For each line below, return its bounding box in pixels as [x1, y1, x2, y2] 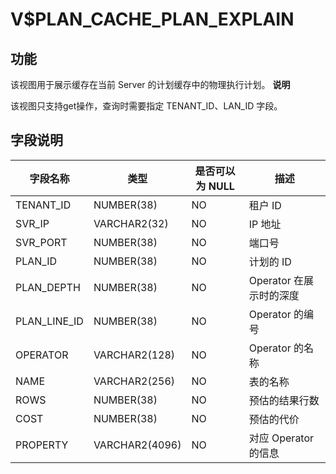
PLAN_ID [15, 254, 58, 268]
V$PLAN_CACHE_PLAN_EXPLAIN [10, 8, 295, 31]
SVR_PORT [15, 235, 68, 249]
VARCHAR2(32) [93, 216, 169, 230]
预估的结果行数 [248, 393, 320, 407]
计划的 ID [248, 254, 292, 268]
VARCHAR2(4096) [93, 438, 182, 452]
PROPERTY [15, 438, 69, 452]
